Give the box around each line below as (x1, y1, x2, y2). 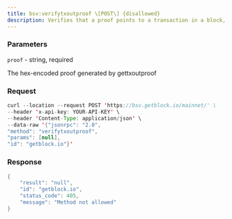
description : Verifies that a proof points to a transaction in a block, (7, 17, 226, 24)
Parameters (7, 40, 47, 49)
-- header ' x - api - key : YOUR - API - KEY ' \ (7, 108, 120, 115)
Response (7, 157, 42, 167)
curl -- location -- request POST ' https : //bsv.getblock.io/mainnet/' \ (7, 102, 217, 109)
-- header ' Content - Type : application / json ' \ (7, 115, 141, 122)
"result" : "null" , (20, 179, 73, 186)
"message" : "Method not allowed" (20, 199, 117, 206)
